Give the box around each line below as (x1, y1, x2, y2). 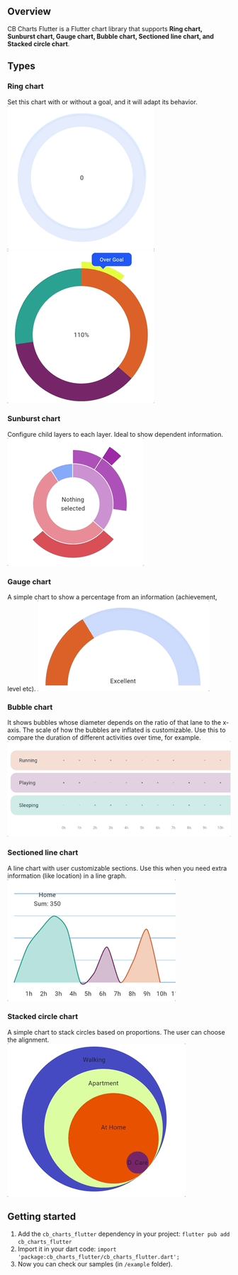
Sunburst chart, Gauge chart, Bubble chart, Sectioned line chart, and (7, 32, 215, 40)
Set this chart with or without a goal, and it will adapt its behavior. (7, 97, 198, 106)
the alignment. (7, 1035, 50, 1044)
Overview (7, 6, 52, 18)
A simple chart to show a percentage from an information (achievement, (7, 593, 217, 601)
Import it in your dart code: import (17, 1245, 117, 1253)
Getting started (7, 1210, 76, 1223)
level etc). (7, 684, 36, 694)
